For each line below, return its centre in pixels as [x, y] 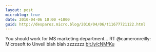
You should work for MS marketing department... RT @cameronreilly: [78, 39]
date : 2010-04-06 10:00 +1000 [38, 19]
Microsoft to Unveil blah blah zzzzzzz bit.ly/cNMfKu [60, 44]
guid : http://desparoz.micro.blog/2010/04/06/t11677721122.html [75, 24]
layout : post [19, 10]
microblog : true [23, 15]
